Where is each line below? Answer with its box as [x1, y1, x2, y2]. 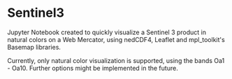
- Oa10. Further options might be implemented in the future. [7, 64, 178, 72]
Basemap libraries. [7, 43, 61, 51]
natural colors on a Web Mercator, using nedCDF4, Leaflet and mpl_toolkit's [7, 35, 225, 43]
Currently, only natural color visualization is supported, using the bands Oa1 [7, 56, 225, 64]
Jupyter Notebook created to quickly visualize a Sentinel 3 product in [7, 28, 207, 36]
